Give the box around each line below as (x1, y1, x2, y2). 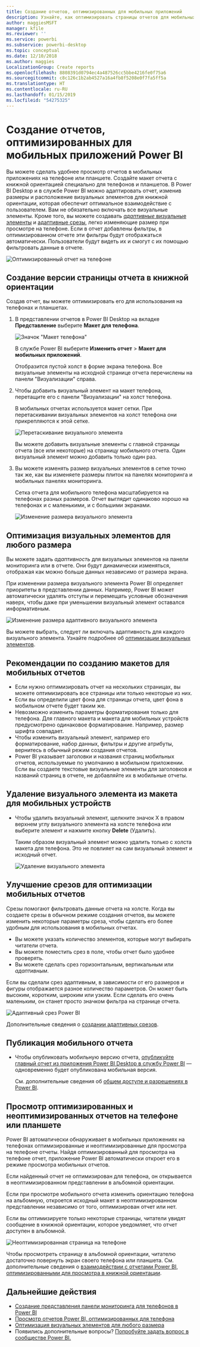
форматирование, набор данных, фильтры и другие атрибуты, (14, 740, 174, 747)
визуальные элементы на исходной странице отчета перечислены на (14, 369, 193, 376)
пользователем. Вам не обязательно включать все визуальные (6, 206, 168, 213)
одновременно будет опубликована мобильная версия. (14, 1067, 157, 1074)
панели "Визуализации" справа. (14, 376, 96, 383)
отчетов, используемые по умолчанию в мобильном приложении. (14, 759, 185, 766)
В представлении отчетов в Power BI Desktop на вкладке (14, 316, 160, 323)
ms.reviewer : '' (6, 31, 46, 37)
